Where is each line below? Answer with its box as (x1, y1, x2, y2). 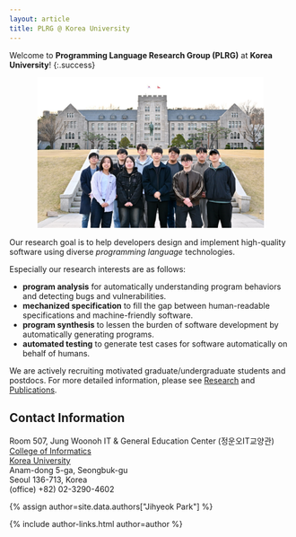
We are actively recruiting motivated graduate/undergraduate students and (9, 365, 286, 376)
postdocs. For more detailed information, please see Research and (9, 375, 256, 386)
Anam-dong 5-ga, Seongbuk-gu (9, 464, 128, 475)
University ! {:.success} (9, 59, 96, 70)
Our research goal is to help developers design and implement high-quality (9, 237, 286, 248)
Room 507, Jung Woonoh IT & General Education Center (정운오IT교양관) (9, 436, 275, 446)
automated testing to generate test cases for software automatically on (22, 339, 288, 349)
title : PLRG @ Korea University (9, 23, 130, 33)
